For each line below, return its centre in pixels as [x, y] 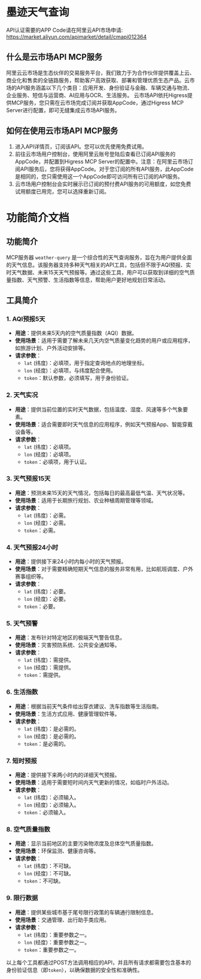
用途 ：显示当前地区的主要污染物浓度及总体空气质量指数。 [86, 844]
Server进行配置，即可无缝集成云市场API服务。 [63, 110]
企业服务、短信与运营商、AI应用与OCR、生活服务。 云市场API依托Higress [97, 95]
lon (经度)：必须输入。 [51, 805]
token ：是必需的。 [46, 744]
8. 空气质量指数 [28, 829]
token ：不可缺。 [44, 881]
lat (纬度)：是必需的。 [51, 729]
